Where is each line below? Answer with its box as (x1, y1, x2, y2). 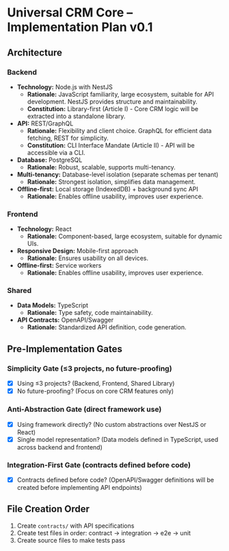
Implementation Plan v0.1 (7, 19, 153, 35)
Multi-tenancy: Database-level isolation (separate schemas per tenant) (16, 170, 219, 178)
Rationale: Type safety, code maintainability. (27, 309, 153, 317)
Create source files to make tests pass (16, 536, 125, 544)
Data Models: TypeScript (16, 301, 89, 309)
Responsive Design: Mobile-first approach (16, 247, 139, 255)
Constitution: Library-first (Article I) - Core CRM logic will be (27, 104, 199, 113)
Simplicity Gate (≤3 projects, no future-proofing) (7, 364, 172, 373)
